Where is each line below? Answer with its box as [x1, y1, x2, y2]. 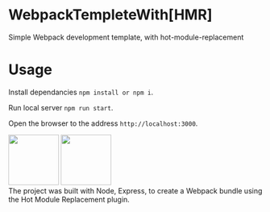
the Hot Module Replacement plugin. [8, 194, 131, 204]
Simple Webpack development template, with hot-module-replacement [8, 32, 244, 42]
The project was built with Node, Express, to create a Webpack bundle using [8, 185, 263, 195]
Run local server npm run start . [8, 102, 114, 112]
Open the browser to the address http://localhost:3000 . [8, 118, 198, 128]
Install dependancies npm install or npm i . [8, 87, 154, 97]
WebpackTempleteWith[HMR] [8, 6, 213, 24]
